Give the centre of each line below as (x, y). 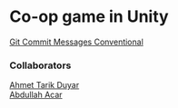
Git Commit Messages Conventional (76, 42)
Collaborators (40, 65)
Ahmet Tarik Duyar (44, 85)
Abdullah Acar (36, 95)
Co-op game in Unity (89, 17)
